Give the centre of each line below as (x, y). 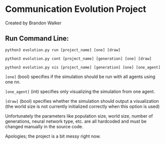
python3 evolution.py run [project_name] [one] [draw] (63, 50)
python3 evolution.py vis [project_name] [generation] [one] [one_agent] (83, 67)
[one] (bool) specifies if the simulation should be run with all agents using (80, 76)
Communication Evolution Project (76, 9)
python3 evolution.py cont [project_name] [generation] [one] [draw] (79, 59)
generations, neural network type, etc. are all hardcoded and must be (76, 121)
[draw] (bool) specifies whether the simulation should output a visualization (82, 101)
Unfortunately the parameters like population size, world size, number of (79, 116)
